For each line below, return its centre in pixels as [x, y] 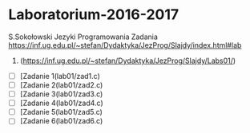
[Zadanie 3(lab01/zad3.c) [61, 94]
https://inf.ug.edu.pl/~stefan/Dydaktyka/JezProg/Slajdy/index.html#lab [125, 45]
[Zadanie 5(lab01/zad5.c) [61, 112]
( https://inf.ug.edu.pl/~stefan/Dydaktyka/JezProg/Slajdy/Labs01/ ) [128, 61]
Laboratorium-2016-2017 [94, 15]
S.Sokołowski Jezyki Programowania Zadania [83, 37]
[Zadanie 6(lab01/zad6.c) [61, 121]
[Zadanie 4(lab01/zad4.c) [62, 103]
